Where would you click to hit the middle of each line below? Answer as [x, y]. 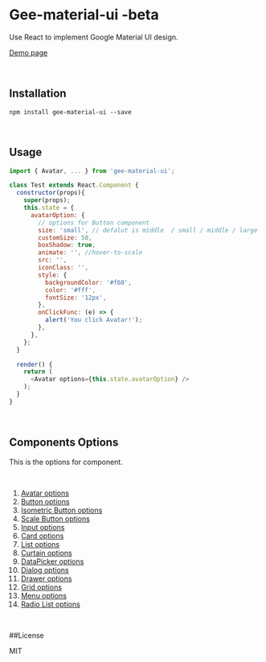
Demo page [29, 52]
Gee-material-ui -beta [84, 15]
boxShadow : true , [67, 245]
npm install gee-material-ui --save [70, 112]
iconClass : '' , [63, 268]
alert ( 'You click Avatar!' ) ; [94, 320]
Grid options [41, 587]
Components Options [64, 443]
